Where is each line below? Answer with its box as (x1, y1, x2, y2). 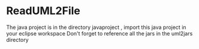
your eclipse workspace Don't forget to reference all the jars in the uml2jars (6, 30, 193, 37)
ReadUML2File (6, 4, 81, 18)
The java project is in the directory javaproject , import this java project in (6, 24, 187, 31)
